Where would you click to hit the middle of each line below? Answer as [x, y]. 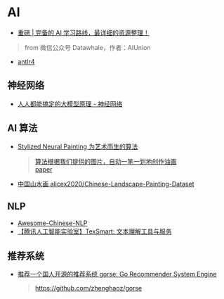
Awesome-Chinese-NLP [52, 223]
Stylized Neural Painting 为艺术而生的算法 [78, 146]
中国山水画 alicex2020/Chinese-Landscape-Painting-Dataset [106, 184]
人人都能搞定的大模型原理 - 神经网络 [70, 103]
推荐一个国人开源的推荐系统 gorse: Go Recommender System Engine [117, 274]
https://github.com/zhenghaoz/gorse [88, 288]
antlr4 [26, 61]
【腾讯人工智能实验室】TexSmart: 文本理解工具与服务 [94, 231]
